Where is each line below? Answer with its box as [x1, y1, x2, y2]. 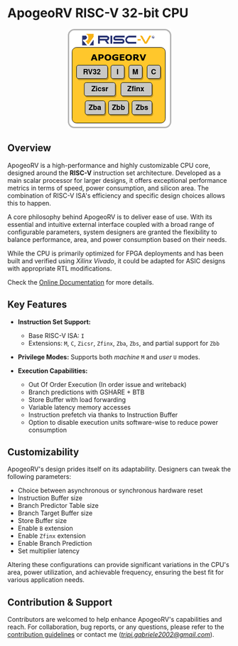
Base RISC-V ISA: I [28, 331, 85, 339]
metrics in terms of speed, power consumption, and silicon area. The [7, 184, 210, 192]
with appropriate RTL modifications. [7, 264, 112, 272]
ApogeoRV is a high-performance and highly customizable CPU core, [7, 161, 211, 169]
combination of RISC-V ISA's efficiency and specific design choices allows [7, 191, 225, 200]
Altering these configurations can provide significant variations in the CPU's [7, 561, 229, 569]
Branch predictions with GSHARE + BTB [28, 388, 145, 396]
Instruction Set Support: [17, 317, 91, 326]
